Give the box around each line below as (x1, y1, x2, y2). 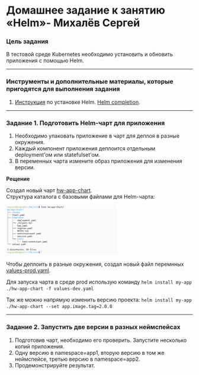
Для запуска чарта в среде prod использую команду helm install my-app (6, 278, 192, 285)
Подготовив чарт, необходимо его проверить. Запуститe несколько (14, 336, 187, 344)
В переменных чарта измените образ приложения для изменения (14, 158, 182, 165)
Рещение (6, 176, 30, 183)
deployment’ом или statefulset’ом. (14, 151, 101, 158)
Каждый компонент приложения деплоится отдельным (14, 145, 156, 152)
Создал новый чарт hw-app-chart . (6, 187, 92, 194)
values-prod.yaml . (6, 267, 51, 274)
